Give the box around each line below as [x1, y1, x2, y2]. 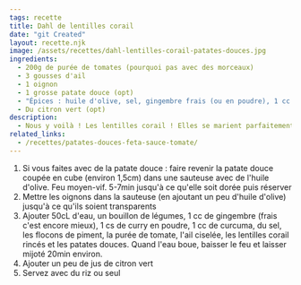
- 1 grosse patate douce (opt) [17, 88, 134, 97]
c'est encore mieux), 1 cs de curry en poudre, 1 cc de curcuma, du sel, [21, 220, 282, 230]
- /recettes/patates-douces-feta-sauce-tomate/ [17, 138, 199, 147]
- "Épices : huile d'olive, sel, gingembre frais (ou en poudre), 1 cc [17, 96, 291, 106]
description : [9, 113, 58, 122]
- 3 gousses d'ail [17, 72, 87, 81]
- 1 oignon [17, 80, 58, 89]
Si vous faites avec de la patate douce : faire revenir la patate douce [21, 162, 274, 173]
